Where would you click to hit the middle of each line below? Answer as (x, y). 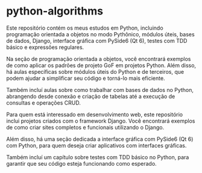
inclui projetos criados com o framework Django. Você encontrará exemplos (101, 121)
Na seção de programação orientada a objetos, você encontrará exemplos (99, 59)
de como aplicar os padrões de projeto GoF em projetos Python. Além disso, (101, 65)
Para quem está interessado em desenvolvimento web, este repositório (94, 114)
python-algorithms (55, 11)
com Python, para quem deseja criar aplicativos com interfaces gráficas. (96, 145)
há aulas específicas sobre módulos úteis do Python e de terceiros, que (95, 71)
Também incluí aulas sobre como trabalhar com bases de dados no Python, (100, 90)
